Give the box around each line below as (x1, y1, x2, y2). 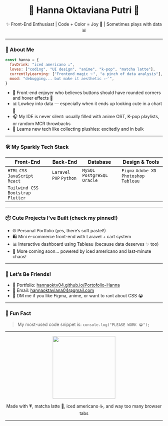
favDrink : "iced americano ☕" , (9, 62, 75, 67)
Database (87, 158, 111, 165)
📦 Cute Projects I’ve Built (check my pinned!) (5, 214, 118, 221)
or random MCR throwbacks (12, 121, 71, 127)
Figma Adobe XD (121, 168, 156, 173)
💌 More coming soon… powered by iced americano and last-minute (12, 248, 151, 254)
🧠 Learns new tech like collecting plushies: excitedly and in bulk (12, 126, 144, 132)
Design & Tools (122, 158, 159, 165)
